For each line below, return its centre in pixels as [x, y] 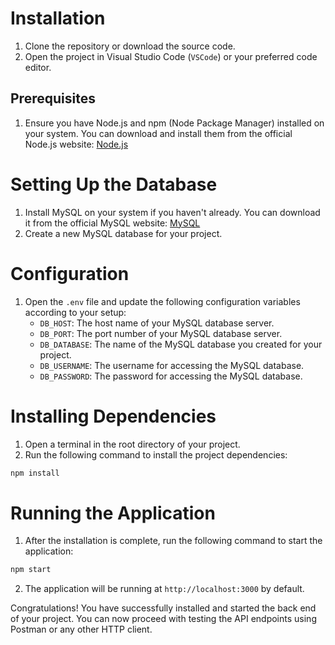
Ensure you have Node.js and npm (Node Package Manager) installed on [174, 123]
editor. [38, 67]
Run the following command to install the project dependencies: [156, 454]
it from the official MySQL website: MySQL [112, 223]
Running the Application [113, 513]
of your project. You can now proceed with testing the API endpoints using [163, 619]
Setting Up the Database [114, 184]
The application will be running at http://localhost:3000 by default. [164, 589]
